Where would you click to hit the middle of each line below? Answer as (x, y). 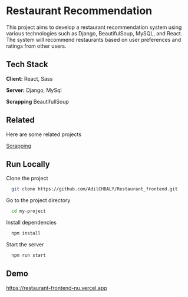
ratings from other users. (36, 46)
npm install (26, 233)
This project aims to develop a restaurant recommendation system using (94, 27)
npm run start (29, 255)
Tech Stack (27, 65)
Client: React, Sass (29, 78)
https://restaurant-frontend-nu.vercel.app (57, 288)
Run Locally (28, 164)
